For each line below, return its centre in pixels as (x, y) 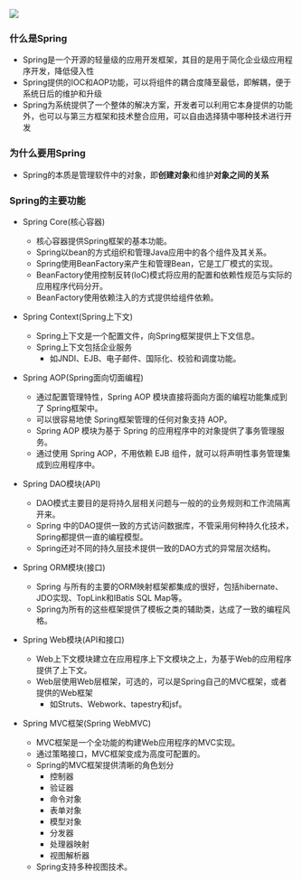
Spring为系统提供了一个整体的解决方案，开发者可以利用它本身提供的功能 (158, 105)
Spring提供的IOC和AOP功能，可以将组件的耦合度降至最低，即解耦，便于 (157, 82)
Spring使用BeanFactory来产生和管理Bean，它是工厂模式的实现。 (156, 263)
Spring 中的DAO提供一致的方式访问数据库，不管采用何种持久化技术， (165, 525)
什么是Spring (38, 38)
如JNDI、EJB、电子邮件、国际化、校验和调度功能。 (145, 358)
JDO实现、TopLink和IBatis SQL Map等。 (111, 597)
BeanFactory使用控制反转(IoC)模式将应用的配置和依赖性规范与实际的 (164, 275)
